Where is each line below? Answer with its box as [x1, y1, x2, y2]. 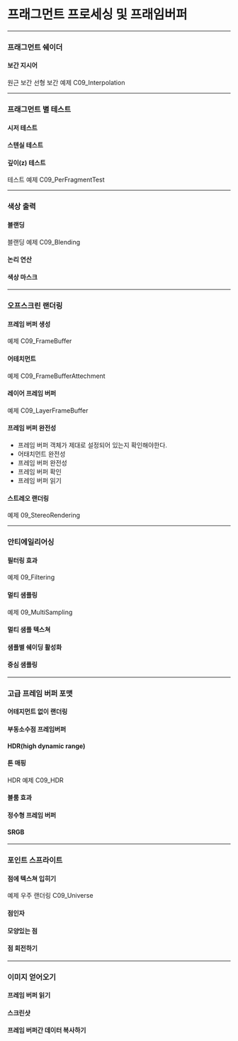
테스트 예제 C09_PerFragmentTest [7, 175, 105, 184]
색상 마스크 [7, 272, 38, 281]
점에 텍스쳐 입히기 [7, 874, 57, 883]
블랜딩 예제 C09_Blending [7, 238, 81, 246]
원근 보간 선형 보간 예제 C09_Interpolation [7, 79, 125, 87]
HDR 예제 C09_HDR [7, 776, 64, 784]
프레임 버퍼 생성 [7, 320, 51, 328]
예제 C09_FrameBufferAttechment [7, 372, 106, 380]
